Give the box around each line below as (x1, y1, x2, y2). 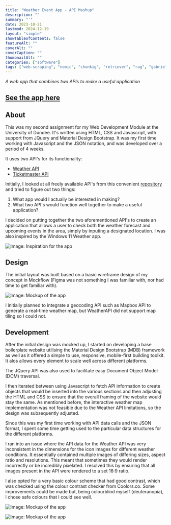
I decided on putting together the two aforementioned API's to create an (5, 217, 156, 223)
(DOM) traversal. (5, 373, 40, 379)
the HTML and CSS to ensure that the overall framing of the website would (5, 394, 161, 400)
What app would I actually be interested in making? (12, 196, 120, 202)
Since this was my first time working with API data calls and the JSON (5, 420, 152, 426)
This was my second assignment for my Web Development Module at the (5, 124, 159, 130)
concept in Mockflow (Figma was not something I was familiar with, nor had (5, 277, 164, 283)
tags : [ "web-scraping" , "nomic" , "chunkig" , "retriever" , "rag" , (5, 64, 147, 69)
